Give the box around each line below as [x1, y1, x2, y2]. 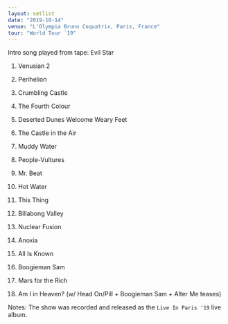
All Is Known [17, 250, 54, 258]
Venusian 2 [17, 62, 51, 70]
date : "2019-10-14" [8, 17, 64, 24]
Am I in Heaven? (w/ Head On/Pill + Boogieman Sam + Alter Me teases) [17, 290, 222, 298]
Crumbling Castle [17, 89, 68, 97]
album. [8, 311, 28, 319]
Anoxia [17, 236, 38, 244]
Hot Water [17, 183, 47, 191]
